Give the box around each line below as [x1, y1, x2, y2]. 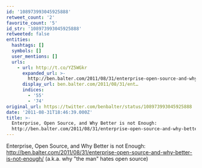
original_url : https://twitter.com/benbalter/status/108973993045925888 [6, 103, 192, 110]
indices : [22, 87, 44, 93]
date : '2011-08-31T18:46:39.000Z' [6, 109, 93, 115]
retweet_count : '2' [6, 14, 55, 20]
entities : [6, 37, 31, 43]
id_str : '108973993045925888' [6, 25, 82, 32]
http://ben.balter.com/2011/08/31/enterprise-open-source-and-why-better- [6, 149, 192, 156]
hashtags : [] [11, 43, 44, 49]
